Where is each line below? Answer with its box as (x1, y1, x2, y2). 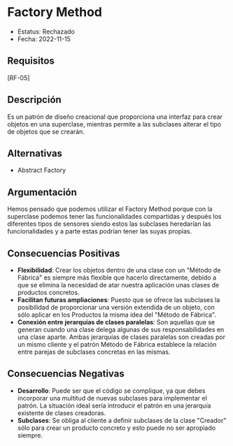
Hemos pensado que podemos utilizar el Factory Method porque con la (7, 205, 213, 213)
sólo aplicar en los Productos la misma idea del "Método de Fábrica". (17, 310, 217, 319)
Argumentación (7, 186, 77, 198)
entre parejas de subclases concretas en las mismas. (17, 347, 171, 356)
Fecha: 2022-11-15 (17, 34, 71, 43)
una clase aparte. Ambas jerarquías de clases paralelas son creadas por (17, 333, 226, 341)
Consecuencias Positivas (7, 247, 120, 259)
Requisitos (7, 55, 55, 67)
